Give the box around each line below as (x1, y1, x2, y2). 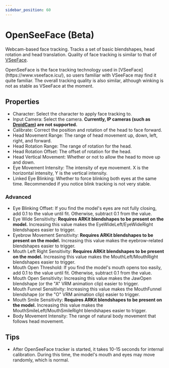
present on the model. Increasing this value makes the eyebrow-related (12, 237, 163, 243)
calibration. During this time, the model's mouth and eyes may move (12, 352, 155, 358)
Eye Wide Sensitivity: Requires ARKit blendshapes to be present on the (12, 216, 164, 222)
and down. (12, 159, 35, 165)
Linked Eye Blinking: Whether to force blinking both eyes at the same (12, 175, 157, 181)
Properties (5, 97, 40, 106)
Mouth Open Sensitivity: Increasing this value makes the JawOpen (12, 275, 152, 281)
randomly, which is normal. (12, 357, 70, 363)
